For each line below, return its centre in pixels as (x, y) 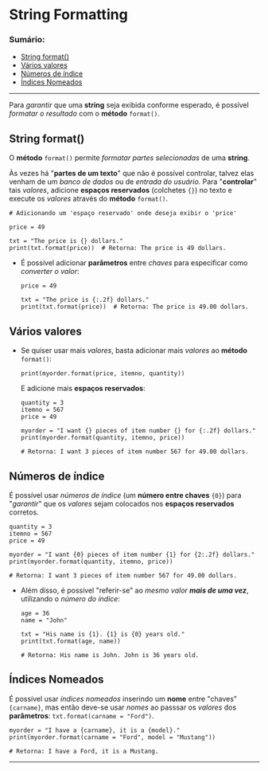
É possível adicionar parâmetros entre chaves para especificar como (134, 263)
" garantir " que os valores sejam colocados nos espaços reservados (122, 503)
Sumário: (27, 40)
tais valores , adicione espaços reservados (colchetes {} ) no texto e (121, 190)
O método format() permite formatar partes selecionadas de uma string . (129, 158)
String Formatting (68, 15)
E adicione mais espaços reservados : (83, 389)
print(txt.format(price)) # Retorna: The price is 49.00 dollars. (134, 307)
